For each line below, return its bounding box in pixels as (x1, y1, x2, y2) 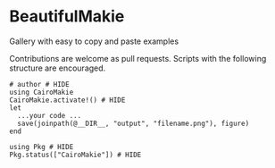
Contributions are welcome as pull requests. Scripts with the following (9, 53, 267, 63)
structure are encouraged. (9, 63, 106, 73)
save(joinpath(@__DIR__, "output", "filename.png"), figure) (17, 119, 250, 128)
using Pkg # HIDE (9, 142, 74, 151)
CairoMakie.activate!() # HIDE (9, 96, 126, 105)
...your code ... (17, 111, 82, 120)
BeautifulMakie (9, 6, 125, 27)
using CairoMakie (9, 88, 74, 97)
